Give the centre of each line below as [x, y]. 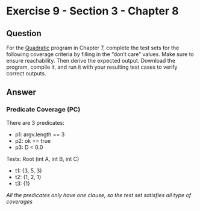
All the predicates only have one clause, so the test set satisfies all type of [99, 195]
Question [24, 33]
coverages [20, 201]
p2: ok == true [33, 140]
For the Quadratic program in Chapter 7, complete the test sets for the [93, 48]
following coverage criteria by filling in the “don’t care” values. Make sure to [100, 54]
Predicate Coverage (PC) [43, 110]
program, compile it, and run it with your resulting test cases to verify [92, 67]
